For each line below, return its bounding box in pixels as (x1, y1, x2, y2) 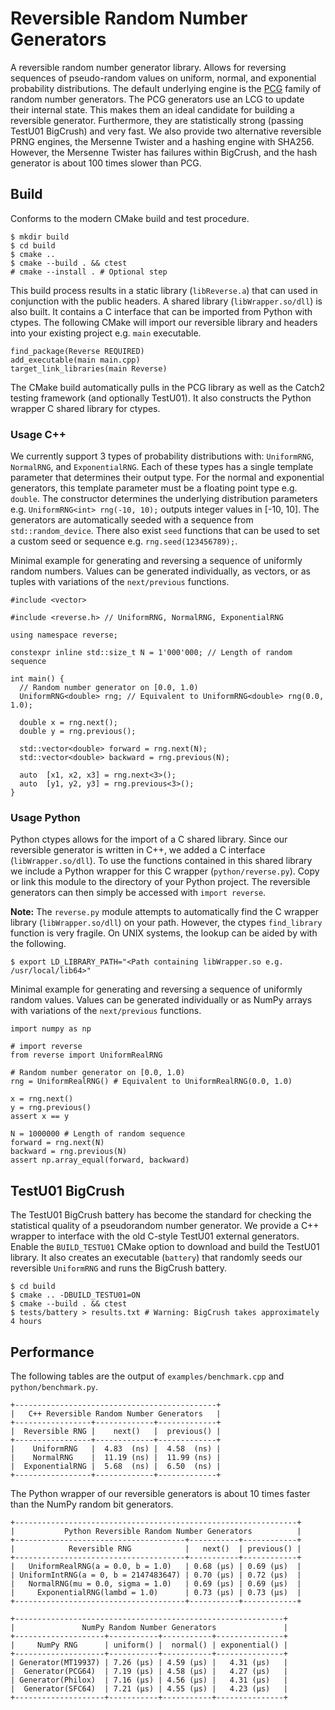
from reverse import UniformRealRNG (10, 1050, 163, 1061)
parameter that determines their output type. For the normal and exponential (10, 472, 325, 484)
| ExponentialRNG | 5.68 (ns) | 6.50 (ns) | (10, 1461, 222, 1471)
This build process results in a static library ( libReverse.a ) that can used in (10, 284, 318, 296)
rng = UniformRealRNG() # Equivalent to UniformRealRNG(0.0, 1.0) (10, 1077, 293, 1087)
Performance (10, 1343, 95, 1361)
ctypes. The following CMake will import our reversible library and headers (10, 316, 318, 328)
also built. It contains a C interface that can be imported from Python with (10, 305, 313, 317)
